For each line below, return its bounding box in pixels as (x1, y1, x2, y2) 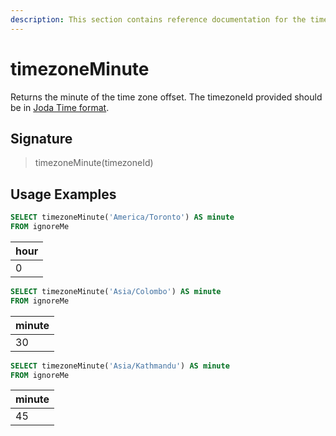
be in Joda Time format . (10, 101, 110, 113)
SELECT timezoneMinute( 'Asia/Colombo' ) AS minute (10, 286, 222, 296)
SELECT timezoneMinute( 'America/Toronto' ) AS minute (10, 212, 235, 223)
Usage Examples (10, 186, 117, 203)
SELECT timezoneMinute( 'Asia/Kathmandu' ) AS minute (10, 361, 230, 371)
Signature (10, 130, 73, 147)
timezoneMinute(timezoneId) (34, 157, 154, 169)
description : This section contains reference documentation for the (10, 14, 307, 25)
